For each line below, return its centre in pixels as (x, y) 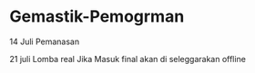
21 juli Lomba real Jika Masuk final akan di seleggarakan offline (127, 59)
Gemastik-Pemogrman (97, 17)
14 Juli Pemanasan (45, 41)
